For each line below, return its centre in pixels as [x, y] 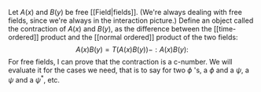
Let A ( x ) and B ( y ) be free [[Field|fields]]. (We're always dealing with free [125, 12]
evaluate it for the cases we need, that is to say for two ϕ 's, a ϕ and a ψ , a [129, 70]
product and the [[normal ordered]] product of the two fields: [139, 37]
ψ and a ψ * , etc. [34, 79]
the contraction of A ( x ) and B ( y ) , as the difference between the [110, 29]
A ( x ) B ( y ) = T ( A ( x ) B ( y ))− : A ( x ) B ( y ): [132, 50]
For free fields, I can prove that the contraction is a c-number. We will [121, 62]
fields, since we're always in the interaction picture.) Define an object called [131, 20]
